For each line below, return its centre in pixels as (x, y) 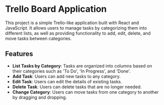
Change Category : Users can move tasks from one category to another (85, 92)
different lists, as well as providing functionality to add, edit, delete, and (78, 33)
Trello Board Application (56, 9)
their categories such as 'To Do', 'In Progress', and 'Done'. (71, 71)
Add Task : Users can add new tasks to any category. (66, 76)
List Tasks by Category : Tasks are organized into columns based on (82, 66)
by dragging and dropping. (40, 97)
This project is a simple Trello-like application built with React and (72, 23)
